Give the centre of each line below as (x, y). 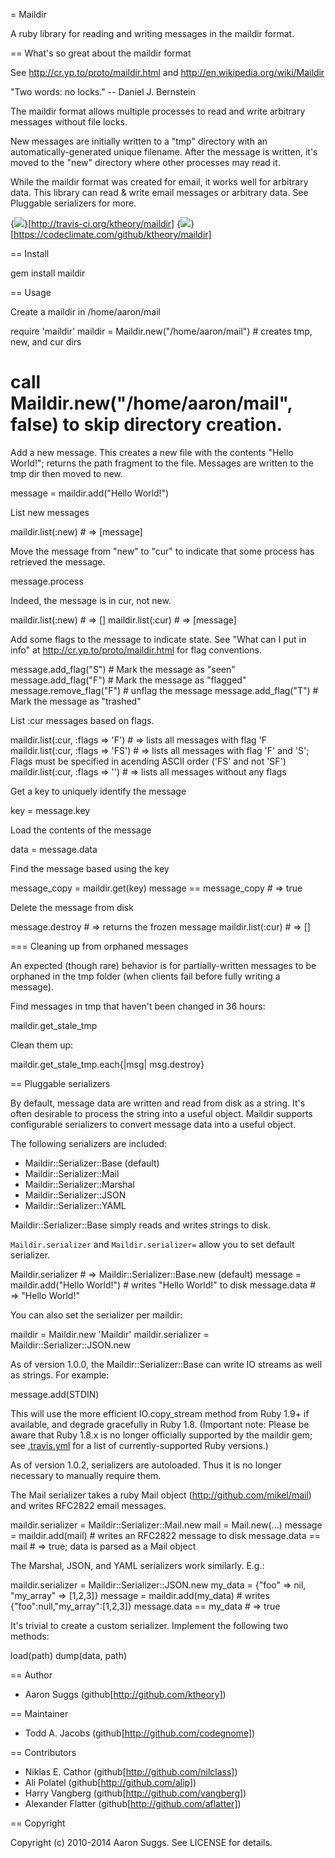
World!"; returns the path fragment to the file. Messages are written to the (162, 463)
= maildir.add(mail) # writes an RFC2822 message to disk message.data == (166, 1535)
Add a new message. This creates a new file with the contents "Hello (152, 452)
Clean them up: (42, 1045)
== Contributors (43, 1752)
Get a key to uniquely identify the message (98, 791)
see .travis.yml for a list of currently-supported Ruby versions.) (139, 1445)
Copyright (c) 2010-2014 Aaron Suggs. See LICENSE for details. (141, 1842)
